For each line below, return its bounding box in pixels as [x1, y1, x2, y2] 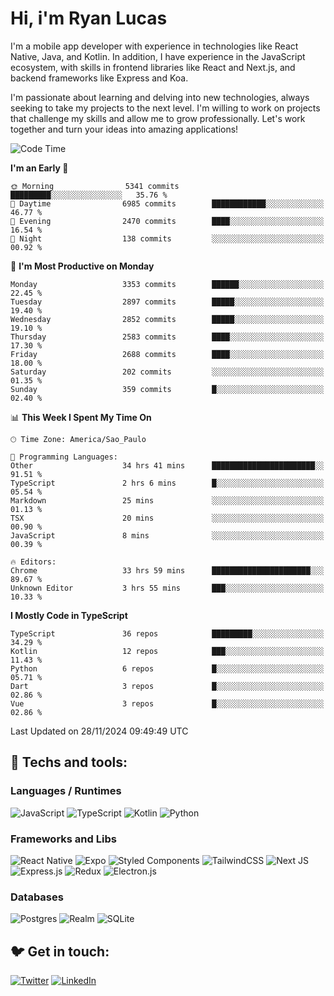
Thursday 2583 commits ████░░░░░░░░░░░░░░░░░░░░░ [10, 332, 325, 342]
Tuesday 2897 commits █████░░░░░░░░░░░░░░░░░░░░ [10, 297, 325, 307]
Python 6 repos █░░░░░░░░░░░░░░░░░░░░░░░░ [10, 663, 325, 674]
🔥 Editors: [10, 557, 57, 567]
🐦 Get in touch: [10, 943, 110, 960]
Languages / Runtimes [10, 784, 122, 798]
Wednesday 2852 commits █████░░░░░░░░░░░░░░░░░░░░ [10, 314, 325, 324]
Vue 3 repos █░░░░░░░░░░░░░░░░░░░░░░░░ [10, 698, 325, 709]
